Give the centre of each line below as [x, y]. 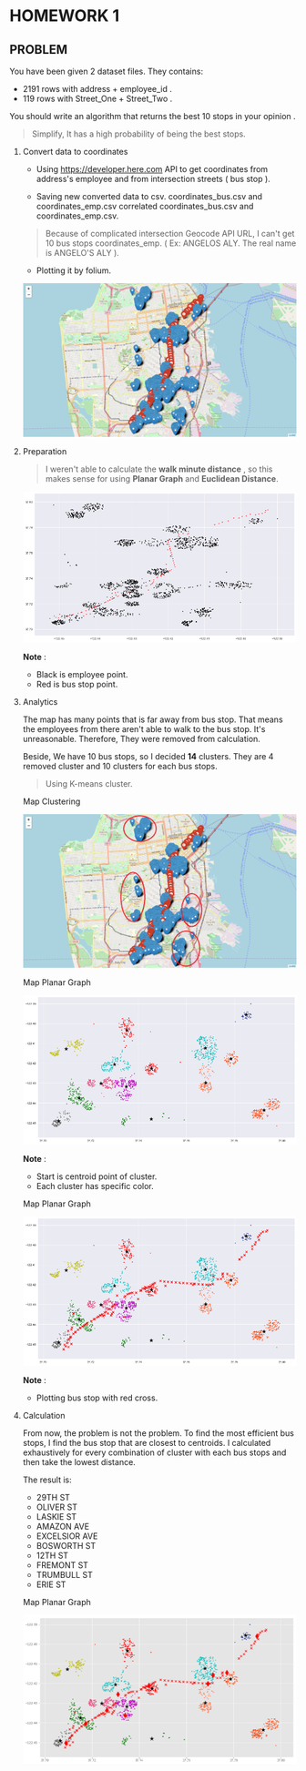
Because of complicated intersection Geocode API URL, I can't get [170, 234]
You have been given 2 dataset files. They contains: [106, 71]
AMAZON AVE [62, 1527]
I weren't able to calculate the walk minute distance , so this [159, 469]
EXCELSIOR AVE [67, 1536]
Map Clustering [51, 801]
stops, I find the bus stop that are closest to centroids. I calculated [147, 1443]
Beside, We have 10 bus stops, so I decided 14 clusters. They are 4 [148, 757]
